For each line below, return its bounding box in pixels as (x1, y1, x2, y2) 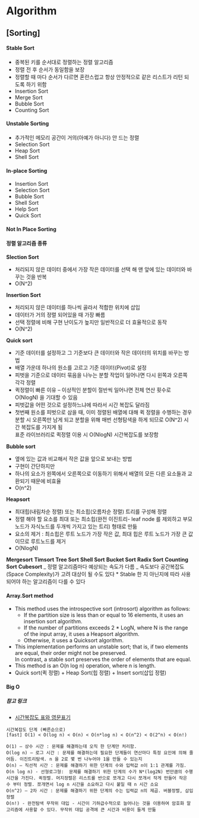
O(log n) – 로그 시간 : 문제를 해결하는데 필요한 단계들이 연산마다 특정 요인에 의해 (6, 750, 187, 755)
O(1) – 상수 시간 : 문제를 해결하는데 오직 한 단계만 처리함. (6, 743, 137, 750)
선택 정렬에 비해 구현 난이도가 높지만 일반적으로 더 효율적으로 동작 (14, 319, 168, 326)
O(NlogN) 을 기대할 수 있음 (14, 394, 78, 401)
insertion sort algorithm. (23, 618, 83, 625)
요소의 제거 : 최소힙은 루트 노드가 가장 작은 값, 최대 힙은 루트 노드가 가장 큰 (14, 530, 187, 537)
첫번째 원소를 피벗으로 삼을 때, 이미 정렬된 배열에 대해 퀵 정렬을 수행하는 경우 (14, 408, 192, 416)
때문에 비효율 (30, 477, 61, 485)
